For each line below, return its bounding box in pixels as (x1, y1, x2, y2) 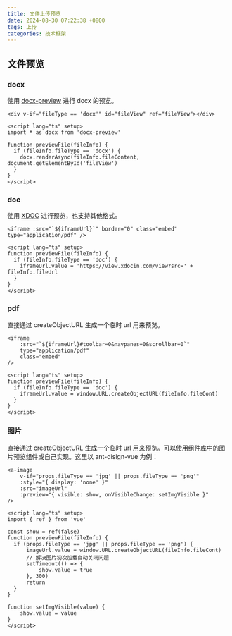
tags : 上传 (7, 23, 37, 30)
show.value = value (20, 609, 77, 617)
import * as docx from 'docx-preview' (7, 128, 121, 136)
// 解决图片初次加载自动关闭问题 (25, 554, 109, 561)
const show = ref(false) (7, 528, 80, 535)
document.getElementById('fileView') (7, 159, 118, 166)
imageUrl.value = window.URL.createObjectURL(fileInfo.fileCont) (25, 546, 221, 554)
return (25, 579, 46, 586)
